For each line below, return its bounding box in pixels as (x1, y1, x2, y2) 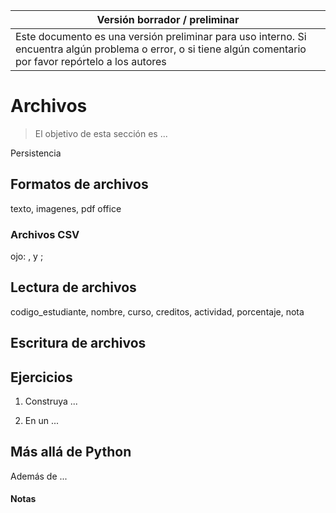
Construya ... (24, 395, 78, 408)
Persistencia (10, 147, 62, 159)
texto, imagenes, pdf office (10, 202, 122, 214)
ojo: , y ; (10, 250, 44, 263)
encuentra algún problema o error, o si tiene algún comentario (15, 42, 307, 56)
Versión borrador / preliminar (96, 13, 240, 26)
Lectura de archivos (10, 279, 137, 296)
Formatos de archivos (10, 176, 149, 193)
